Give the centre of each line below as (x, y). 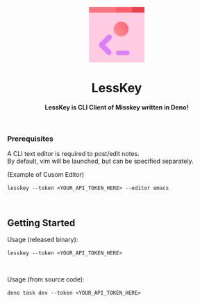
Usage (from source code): (46, 279)
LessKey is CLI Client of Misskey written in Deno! (117, 107)
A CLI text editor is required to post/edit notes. (74, 154)
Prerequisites (30, 139)
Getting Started (41, 223)
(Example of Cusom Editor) (46, 175)
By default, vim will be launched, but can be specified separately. (101, 161)
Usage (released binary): (43, 240)
